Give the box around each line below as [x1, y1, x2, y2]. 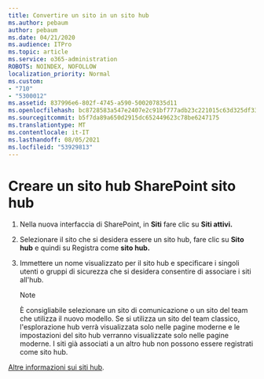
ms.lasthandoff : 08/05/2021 [8, 135, 101, 144]
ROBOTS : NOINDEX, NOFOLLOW [8, 63, 97, 71]
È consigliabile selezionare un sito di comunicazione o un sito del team [19, 306, 248, 315]
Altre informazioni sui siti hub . [8, 362, 104, 372]
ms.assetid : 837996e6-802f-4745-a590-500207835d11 [8, 99, 178, 107]
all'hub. [19, 275, 44, 285]
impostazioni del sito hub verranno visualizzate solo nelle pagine [19, 331, 229, 340]
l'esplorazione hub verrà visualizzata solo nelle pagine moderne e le [19, 322, 240, 332]
